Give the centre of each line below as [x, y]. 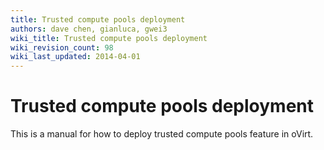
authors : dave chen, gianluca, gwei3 [89, 29]
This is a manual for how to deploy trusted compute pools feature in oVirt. [162, 134]
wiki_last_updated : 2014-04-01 [75, 57]
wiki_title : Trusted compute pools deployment [109, 38]
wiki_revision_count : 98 [62, 47]
